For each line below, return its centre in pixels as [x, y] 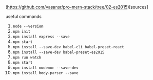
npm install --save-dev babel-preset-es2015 [58, 52]
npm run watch [27, 58]
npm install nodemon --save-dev [45, 68]
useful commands [24, 16]
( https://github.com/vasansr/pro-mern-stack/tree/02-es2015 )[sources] [77, 7]
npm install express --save [41, 37]
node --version [28, 26]
